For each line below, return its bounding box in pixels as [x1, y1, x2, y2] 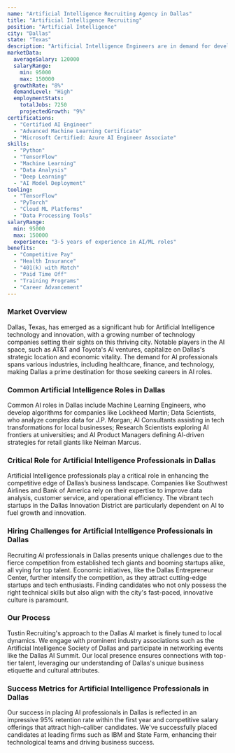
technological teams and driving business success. [7, 738, 155, 747]
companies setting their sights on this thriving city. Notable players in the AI [7, 338, 225, 346]
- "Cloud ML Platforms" [13, 206, 83, 213]
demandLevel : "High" [13, 88, 73, 95]
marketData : [7, 50, 42, 57]
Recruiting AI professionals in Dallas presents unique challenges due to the [7, 551, 223, 559]
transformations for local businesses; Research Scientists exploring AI [7, 423, 209, 431]
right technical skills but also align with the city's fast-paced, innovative [7, 588, 213, 596]
